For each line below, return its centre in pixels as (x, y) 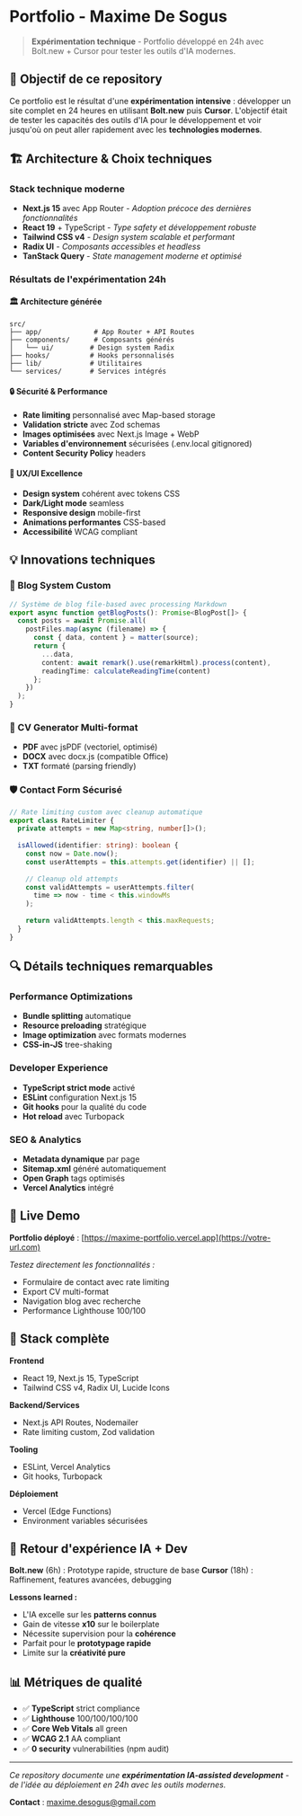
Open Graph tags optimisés (74, 1178)
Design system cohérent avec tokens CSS (101, 493)
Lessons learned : (44, 1598)
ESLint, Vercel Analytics (66, 1466)
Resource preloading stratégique (84, 1025)
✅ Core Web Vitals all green (75, 1729)
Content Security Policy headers (84, 453)
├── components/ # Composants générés (92, 340)
